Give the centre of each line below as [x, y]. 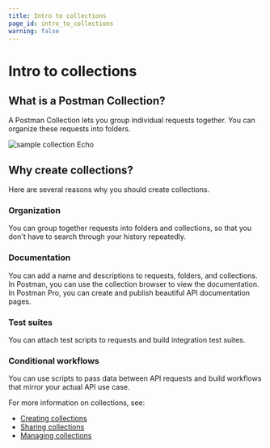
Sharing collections [52, 427]
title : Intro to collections [57, 16]
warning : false [34, 31]
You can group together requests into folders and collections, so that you [130, 228]
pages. [20, 301]
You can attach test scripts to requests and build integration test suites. [127, 340]
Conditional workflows [54, 361]
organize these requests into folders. [70, 129]
